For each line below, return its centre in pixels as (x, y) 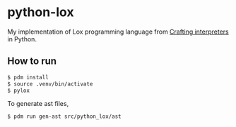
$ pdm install (28, 77)
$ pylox (19, 91)
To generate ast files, (38, 104)
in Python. (22, 39)
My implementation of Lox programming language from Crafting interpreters (118, 32)
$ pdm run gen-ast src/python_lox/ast (64, 116)
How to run (32, 61)
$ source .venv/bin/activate (50, 84)
